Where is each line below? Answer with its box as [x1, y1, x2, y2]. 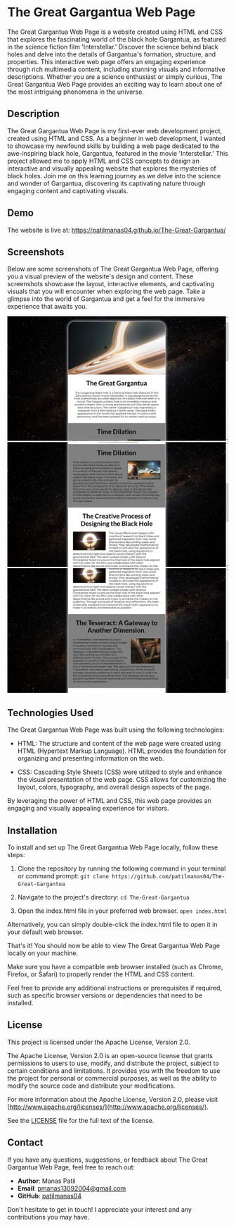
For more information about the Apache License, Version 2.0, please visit [7, 1095, 218, 1103]
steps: [7, 851, 25, 859]
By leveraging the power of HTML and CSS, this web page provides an [7, 797, 212, 805]
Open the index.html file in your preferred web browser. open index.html [17, 907, 228, 915]
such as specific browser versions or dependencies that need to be [7, 991, 202, 1000]
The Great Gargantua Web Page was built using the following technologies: [7, 725, 225, 734]
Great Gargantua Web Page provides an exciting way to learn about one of [7, 80, 223, 88]
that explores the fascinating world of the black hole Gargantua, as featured [7, 35, 226, 43]
